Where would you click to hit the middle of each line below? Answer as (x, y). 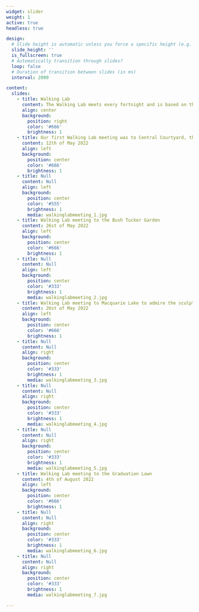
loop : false (26, 66)
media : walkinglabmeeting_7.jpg (68, 595)
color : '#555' (45, 204)
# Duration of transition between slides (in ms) (74, 72)
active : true (22, 23)
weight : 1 (18, 17)
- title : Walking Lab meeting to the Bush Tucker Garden (89, 220)
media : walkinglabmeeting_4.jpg (68, 424)
